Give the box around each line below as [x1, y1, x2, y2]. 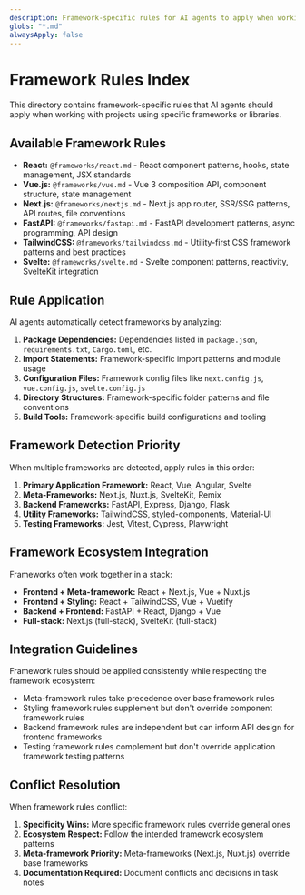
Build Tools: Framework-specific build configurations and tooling [22, 411, 266, 422]
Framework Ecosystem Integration [9, 545, 209, 560]
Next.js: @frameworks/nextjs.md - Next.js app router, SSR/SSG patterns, [22, 198, 290, 209]
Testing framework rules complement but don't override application [22, 741, 276, 752]
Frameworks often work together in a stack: [9, 568, 172, 579]
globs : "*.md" [9, 22, 64, 31]
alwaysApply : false [9, 30, 84, 39]
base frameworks [22, 858, 89, 869]
